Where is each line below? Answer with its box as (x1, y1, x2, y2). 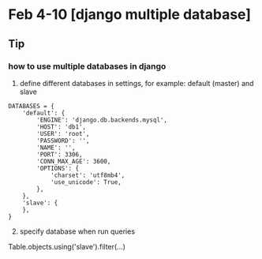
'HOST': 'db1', (36, 122, 87, 131)
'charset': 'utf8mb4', (50, 171, 125, 179)
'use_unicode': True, (50, 178, 122, 186)
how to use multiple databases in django (8, 61, 167, 72)
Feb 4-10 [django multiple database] (8, 6, 251, 24)
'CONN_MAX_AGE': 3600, (36, 157, 111, 165)
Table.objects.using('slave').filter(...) (8, 242, 126, 251)
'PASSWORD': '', (36, 137, 90, 145)
